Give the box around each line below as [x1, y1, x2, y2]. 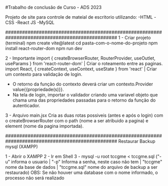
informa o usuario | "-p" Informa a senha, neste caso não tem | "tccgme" [11, 159, 162, 165]
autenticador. [12, 103, 40, 108]
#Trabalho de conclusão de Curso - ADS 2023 [5, 5, 102, 10]
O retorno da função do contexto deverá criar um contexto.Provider [12, 81, 153, 87]
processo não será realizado [5, 175, 65, 181]
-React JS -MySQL [15, 20, 54, 25]
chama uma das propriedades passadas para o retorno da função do [12, 97, 156, 103]
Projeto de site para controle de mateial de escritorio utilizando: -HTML [5, 14, 153, 20]
